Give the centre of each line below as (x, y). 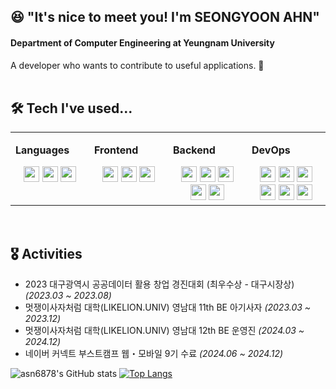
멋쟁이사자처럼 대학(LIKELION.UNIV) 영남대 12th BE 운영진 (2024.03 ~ (164, 331)
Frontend (116, 150)
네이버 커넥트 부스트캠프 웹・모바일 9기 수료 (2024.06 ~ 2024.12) (154, 354)
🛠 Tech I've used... (71, 108)
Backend (194, 150)
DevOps (271, 150)
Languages (42, 150)
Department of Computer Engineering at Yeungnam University (142, 42)
